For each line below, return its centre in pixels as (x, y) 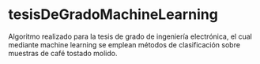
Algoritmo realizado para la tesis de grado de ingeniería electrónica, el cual (130, 36)
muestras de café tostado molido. (63, 53)
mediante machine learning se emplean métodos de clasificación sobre (124, 44)
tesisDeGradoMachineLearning (113, 15)
